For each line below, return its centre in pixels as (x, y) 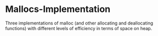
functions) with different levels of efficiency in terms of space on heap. (79, 28)
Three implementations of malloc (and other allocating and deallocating (79, 23)
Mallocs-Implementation (58, 9)
